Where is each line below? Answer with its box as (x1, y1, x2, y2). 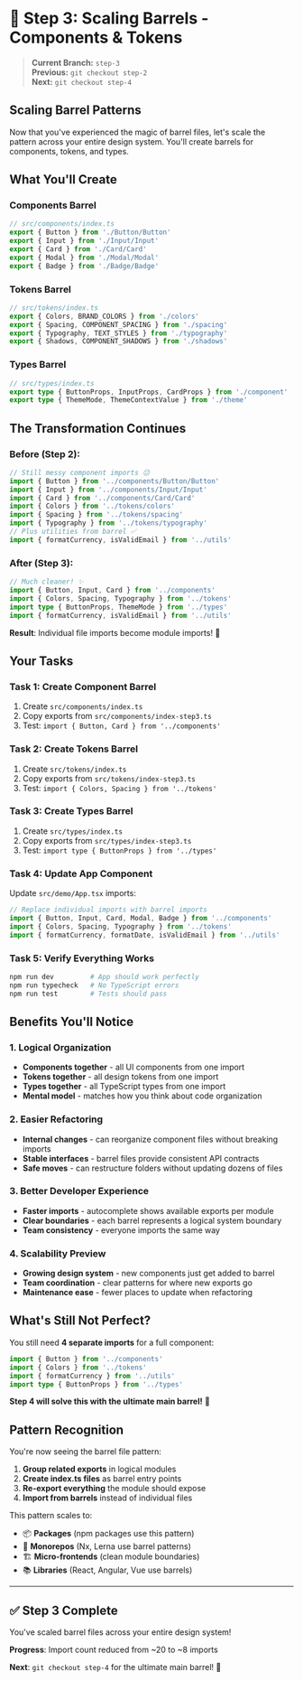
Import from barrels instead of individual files (22, 1492, 193, 1503)
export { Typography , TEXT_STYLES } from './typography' (9, 329, 228, 338)
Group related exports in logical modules (22, 1463, 177, 1475)
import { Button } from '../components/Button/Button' (9, 476, 220, 486)
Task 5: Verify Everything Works (9, 952, 155, 965)
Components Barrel (9, 199, 96, 211)
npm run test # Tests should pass (9, 989, 168, 998)
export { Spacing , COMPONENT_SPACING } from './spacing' (9, 320, 228, 329)
